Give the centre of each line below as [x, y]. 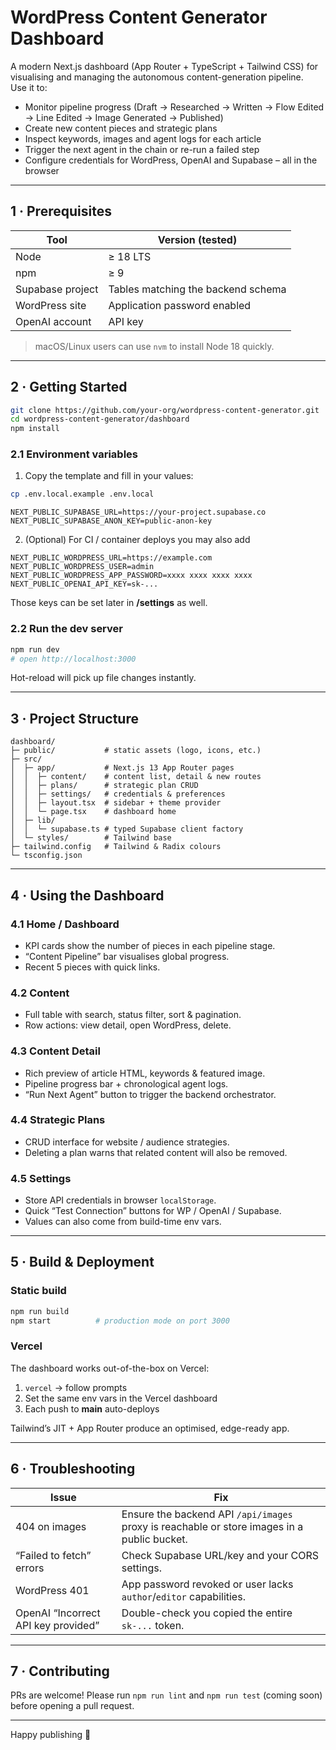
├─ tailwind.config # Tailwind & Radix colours [116, 847]
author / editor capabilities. [183, 1596]
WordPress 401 [52, 1590]
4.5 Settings [41, 1178]
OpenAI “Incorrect [58, 1613]
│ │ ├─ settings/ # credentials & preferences [118, 794]
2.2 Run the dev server [66, 629]
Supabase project [57, 289]
